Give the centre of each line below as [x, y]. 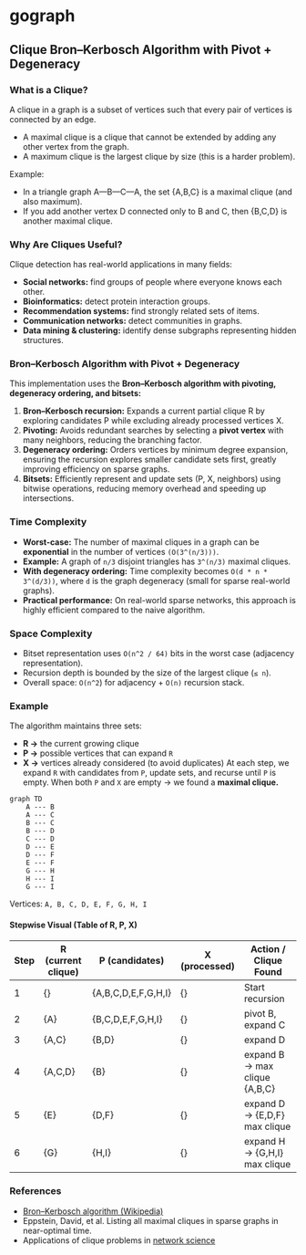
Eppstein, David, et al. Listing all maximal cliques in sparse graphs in [151, 1220]
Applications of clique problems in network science [119, 1240]
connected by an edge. [53, 119]
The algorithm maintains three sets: [76, 726]
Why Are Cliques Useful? [66, 245]
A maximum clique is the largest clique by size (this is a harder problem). [159, 156]
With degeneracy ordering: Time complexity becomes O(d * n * [145, 570]
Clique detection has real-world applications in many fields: [121, 265]
